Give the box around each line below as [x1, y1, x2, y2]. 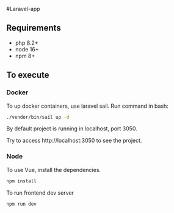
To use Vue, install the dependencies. [6, 166, 101, 173]
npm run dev [6, 201, 37, 207]
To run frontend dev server [6, 189, 74, 196]
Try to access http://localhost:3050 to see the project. [6, 137, 142, 144]
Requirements [6, 23, 61, 33]
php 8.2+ [15, 39, 38, 47]
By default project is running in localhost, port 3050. [6, 125, 137, 132]
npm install [6, 177, 37, 184]
